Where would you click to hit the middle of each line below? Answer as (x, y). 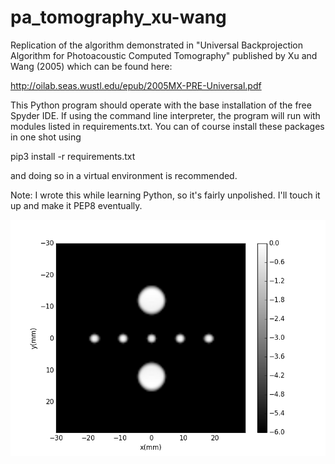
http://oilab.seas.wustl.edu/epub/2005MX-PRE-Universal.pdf (136, 85)
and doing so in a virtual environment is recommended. (124, 175)
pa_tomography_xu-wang (118, 17)
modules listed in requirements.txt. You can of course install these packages (167, 126)
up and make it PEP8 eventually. (76, 205)
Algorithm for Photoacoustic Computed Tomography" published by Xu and (164, 55)
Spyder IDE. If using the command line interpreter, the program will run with (165, 115)
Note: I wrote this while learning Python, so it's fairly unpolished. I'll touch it (165, 195)
